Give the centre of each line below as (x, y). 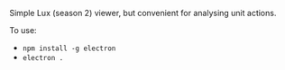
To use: (23, 30)
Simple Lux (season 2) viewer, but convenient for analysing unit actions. (143, 13)
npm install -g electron (69, 48)
